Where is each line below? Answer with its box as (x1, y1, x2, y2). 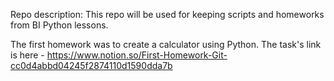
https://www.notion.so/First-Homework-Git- (46, 49, 228, 61)
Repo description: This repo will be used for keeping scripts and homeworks (10, 9, 325, 20)
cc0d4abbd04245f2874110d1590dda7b (10, 60, 173, 71)
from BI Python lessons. (10, 19, 109, 31)
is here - (10, 49, 45, 61)
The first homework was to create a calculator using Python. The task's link (10, 39, 322, 50)
